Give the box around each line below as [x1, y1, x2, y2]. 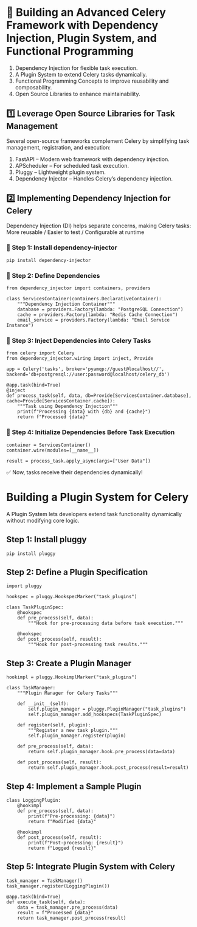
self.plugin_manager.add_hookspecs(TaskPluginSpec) [28, 711, 162, 718]
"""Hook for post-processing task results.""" [28, 641, 148, 648]
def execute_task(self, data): [6, 899, 86, 905]
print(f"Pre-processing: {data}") [28, 813, 116, 819]
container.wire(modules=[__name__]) [6, 447, 99, 453]
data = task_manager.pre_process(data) [17, 904, 119, 911]
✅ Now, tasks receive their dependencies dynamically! [6, 468, 143, 476]
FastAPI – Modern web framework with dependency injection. [15, 155, 170, 163]
